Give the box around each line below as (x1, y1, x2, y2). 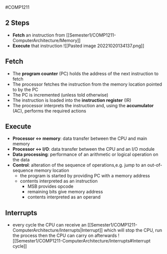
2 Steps (5, 19, 30, 27)
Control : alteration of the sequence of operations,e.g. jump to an (12, 162, 146, 168)
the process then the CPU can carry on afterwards (12, 232, 117, 238)
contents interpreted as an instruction (20, 178, 98, 184)
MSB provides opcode (27, 183, 74, 189)
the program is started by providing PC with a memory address (20, 173, 150, 179)
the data (12, 157, 30, 163)
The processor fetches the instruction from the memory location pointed (12, 81, 162, 87)
